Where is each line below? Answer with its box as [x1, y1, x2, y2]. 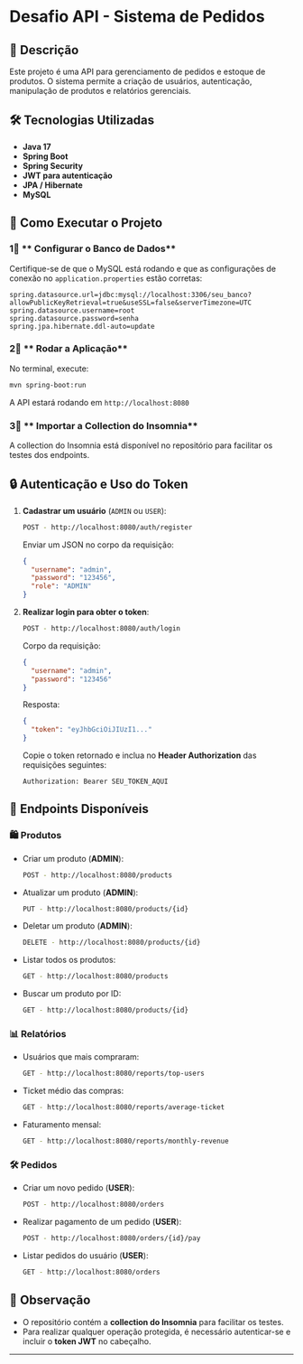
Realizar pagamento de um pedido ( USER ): [22, 1217, 182, 1228]
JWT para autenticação [22, 170, 113, 181]
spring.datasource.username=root [9, 305, 135, 315]
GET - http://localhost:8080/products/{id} [22, 1005, 189, 1015]
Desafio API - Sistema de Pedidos [9, 6, 265, 27]
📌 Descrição [9, 42, 79, 58]
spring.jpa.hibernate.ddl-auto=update [9, 322, 155, 331]
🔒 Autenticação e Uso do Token [9, 477, 188, 492]
